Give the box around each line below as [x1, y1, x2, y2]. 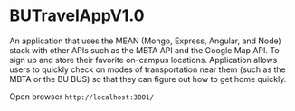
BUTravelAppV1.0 [9, 5, 145, 26]
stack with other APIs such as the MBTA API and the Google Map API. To [9, 44, 280, 55]
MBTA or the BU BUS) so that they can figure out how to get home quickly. [9, 73, 287, 84]
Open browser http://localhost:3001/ [9, 91, 155, 102]
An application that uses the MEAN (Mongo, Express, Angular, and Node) [9, 35, 282, 46]
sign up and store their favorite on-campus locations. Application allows [9, 54, 278, 65]
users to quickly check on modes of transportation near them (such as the [9, 64, 287, 75]
